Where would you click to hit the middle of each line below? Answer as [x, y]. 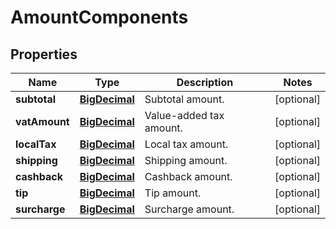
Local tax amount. [186, 144]
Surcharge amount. [189, 209]
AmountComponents [99, 17]
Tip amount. [173, 193]
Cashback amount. [188, 176]
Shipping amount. [186, 160]
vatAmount [42, 121]
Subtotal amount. [184, 99]
